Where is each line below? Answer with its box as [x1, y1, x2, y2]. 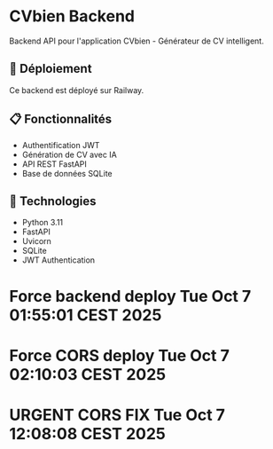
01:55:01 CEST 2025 [9, 304, 162, 325]
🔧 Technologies [9, 193, 97, 209]
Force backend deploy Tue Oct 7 [9, 286, 252, 306]
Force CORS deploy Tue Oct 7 [9, 345, 230, 366]
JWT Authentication [21, 255, 96, 265]
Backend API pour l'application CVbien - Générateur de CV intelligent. [9, 35, 264, 46]
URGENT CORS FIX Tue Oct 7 [9, 405, 226, 425]
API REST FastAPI [21, 158, 87, 169]
